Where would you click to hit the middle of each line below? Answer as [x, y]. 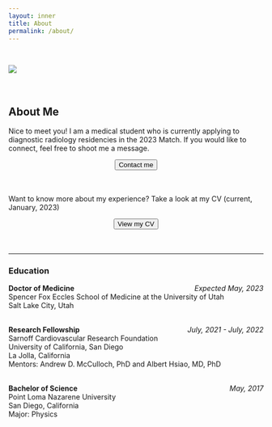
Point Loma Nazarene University [62, 397]
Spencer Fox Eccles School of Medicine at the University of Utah [117, 297]
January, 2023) [34, 208]
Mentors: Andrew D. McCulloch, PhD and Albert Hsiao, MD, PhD [115, 364]
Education [29, 271]
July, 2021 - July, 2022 [225, 330]
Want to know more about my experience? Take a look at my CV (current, [130, 199]
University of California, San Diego [66, 347]
